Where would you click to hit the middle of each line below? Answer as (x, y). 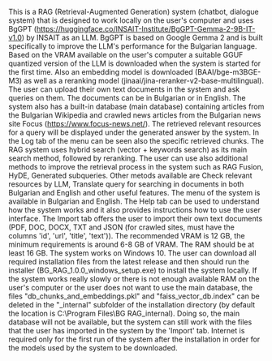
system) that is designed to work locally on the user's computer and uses (131, 20)
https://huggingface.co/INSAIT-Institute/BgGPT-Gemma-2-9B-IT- (146, 29)
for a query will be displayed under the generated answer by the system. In (134, 132)
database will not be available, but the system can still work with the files (130, 322)
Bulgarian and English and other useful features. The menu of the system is (134, 193)
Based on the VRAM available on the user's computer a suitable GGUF (126, 55)
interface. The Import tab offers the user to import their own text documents (136, 219)
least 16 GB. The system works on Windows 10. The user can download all (133, 253)
